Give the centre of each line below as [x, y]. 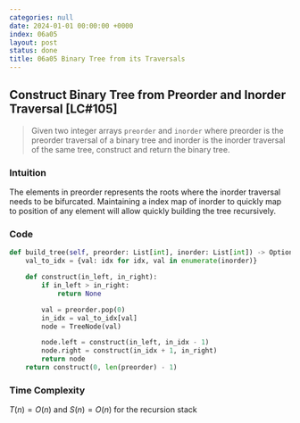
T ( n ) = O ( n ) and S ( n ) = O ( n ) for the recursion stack [104, 410]
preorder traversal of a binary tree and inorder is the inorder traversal [158, 140]
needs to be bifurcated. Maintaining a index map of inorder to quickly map [146, 202]
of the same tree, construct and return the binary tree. [130, 149]
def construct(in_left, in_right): [92, 278]
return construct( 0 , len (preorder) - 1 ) [101, 368]
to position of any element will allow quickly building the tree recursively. [143, 211]
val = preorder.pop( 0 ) [83, 310]
